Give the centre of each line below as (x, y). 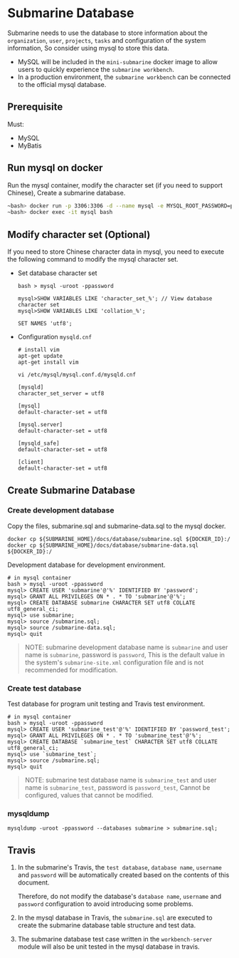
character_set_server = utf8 (61, 393)
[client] (31, 462)
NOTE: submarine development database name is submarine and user (126, 647)
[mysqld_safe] (38, 443)
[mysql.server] (40, 425)
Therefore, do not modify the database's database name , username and (119, 897)
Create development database (61, 510)
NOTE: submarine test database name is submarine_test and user (121, 780)
